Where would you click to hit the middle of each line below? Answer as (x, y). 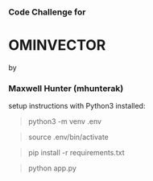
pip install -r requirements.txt (76, 153)
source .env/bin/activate (68, 137)
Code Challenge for (47, 12)
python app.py (52, 168)
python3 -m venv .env (65, 121)
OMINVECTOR (57, 45)
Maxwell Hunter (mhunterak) (66, 88)
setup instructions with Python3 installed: (77, 106)
